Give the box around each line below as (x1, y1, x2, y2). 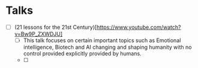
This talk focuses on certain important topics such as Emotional (23, 37, 181, 44)
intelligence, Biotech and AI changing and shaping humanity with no (23, 43, 192, 51)
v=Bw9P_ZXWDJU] (14, 31, 63, 37)
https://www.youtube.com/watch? (96, 23, 181, 31)
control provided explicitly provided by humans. (23, 50, 142, 57)
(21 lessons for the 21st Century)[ (14, 23, 97, 31)
